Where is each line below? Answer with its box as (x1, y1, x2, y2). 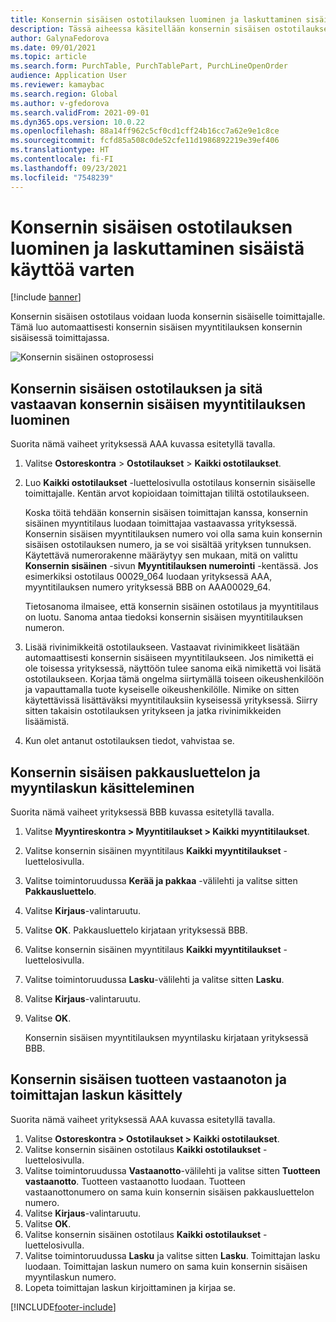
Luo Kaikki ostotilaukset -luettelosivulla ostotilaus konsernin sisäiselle (24, 477, 316, 489)
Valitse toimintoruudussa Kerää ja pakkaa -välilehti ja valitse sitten (24, 875, 298, 887)
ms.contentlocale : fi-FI (10, 154, 114, 164)
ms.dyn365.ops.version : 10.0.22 (10, 117, 145, 127)
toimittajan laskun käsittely (10, 1087, 183, 1104)
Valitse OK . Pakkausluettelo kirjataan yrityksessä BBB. (24, 924, 248, 936)
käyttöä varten (10, 258, 135, 281)
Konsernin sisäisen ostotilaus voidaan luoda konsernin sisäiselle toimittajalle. (10, 311, 326, 323)
